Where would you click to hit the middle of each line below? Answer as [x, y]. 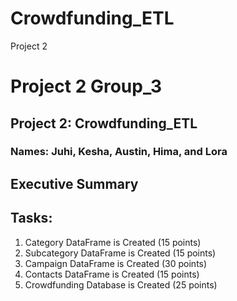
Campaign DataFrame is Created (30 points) [116, 263]
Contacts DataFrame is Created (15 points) [112, 274]
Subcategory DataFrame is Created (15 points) [120, 253]
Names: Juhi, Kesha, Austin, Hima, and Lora [119, 152]
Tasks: [31, 218]
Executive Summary [74, 183]
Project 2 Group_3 [86, 86]
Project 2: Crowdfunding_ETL [104, 123]
